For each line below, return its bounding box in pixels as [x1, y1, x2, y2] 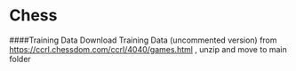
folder [9, 53, 31, 64]
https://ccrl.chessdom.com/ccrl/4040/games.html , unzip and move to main [9, 43, 287, 54]
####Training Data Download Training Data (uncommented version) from [9, 35, 277, 45]
